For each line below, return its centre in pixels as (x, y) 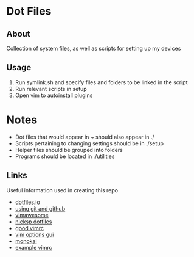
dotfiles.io (28, 202)
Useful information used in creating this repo (62, 190)
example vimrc (34, 247)
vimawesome (32, 215)
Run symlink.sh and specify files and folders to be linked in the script (101, 82)
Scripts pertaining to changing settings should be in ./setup (89, 143)
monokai (26, 241)
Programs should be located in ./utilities (65, 156)
